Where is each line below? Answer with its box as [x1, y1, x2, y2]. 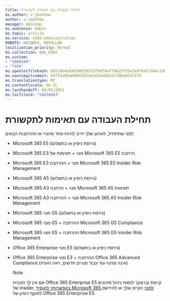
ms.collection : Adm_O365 [5, 50, 58, 55]
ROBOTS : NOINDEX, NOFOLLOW [5, 40, 62, 46]
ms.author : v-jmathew [5, 12, 51, 17]
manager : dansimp [5, 21, 42, 27]
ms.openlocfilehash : [5, 69, 49, 74]
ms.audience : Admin [5, 26, 47, 31]
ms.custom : [5, 54, 28, 60]
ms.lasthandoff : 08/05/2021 [5, 87, 65, 93]
